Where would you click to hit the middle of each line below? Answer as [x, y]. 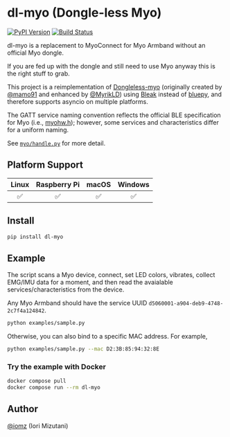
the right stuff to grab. [39, 73]
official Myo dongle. [36, 53]
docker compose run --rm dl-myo [54, 388]
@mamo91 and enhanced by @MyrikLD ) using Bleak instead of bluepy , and [115, 94]
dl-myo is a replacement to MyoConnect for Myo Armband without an [106, 45]
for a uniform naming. [38, 130]
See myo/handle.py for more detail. [56, 143]
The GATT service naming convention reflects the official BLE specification [114, 115]
